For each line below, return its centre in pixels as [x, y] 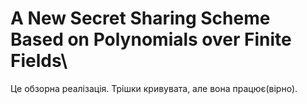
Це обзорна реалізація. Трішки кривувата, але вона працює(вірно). [154, 88]
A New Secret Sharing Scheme [140, 18]
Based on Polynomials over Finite [151, 39]
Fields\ [39, 61]
